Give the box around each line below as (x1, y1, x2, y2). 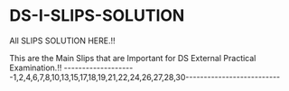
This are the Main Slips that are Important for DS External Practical (9, 52, 256, 63)
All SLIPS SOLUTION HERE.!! (9, 35, 116, 46)
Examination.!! (9, 62, 62, 73)
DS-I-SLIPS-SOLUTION (9, 5, 185, 26)
